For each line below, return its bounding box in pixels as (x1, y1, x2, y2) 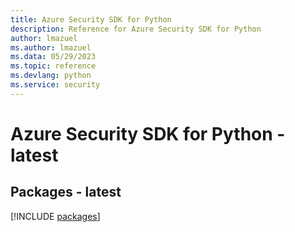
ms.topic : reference (10, 61, 97, 71)
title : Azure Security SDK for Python (10, 14, 172, 25)
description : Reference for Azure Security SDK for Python (10, 24, 262, 34)
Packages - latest (10, 184, 122, 201)
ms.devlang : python (10, 71, 92, 81)
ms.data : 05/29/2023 (10, 52, 97, 62)
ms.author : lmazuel (10, 42, 92, 53)
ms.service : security (10, 80, 101, 90)
